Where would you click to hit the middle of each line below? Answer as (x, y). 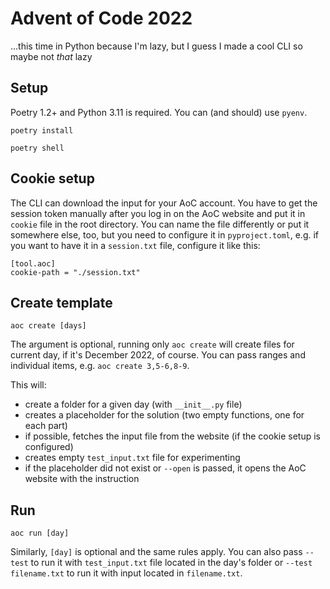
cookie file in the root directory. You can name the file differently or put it (160, 224)
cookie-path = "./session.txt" (75, 272)
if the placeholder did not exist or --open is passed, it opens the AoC (165, 468)
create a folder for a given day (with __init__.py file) (133, 404)
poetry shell (37, 148)
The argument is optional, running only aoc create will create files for (152, 344)
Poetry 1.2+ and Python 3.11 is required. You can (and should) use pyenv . (159, 112)
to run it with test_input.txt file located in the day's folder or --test (171, 563)
